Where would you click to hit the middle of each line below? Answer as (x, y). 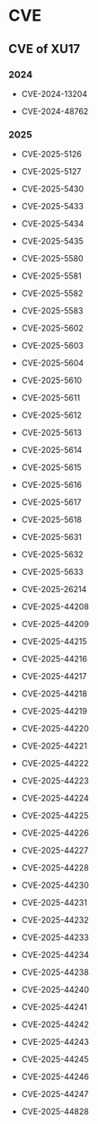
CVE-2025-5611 (51, 398)
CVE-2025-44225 (55, 816)
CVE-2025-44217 (54, 677)
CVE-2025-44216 (54, 659)
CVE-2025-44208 (55, 606)
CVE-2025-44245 (55, 1059)
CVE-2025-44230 (55, 885)
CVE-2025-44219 (54, 712)
